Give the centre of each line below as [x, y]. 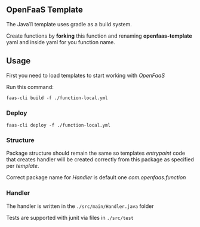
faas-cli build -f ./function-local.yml [57, 98]
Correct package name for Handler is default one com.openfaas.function [96, 177]
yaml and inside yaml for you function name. [61, 42]
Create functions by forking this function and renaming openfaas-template [99, 36]
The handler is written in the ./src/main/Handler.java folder [80, 206]
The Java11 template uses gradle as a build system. [69, 24]
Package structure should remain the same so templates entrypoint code [96, 153]
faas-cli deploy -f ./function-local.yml [59, 125]
